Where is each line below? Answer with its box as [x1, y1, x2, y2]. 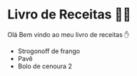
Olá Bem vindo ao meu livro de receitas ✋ [7, 30, 130, 38]
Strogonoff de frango [17, 46, 81, 55]
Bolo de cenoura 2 [17, 62, 73, 70]
